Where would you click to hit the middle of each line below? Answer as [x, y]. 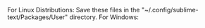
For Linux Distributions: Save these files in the [74, 10]
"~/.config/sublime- [170, 10]
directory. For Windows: [104, 17]
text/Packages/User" [38, 17]
